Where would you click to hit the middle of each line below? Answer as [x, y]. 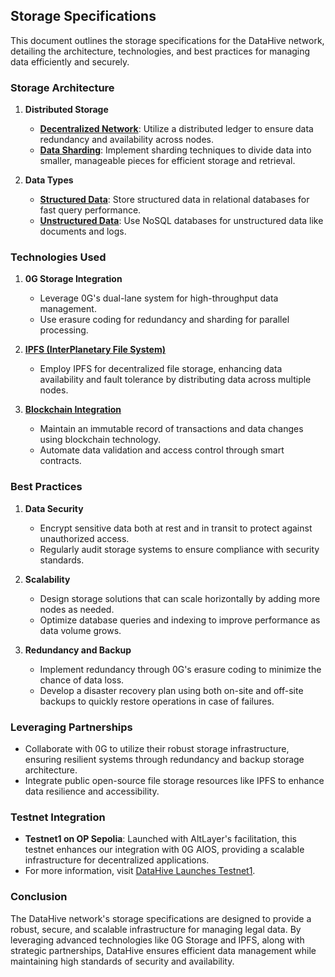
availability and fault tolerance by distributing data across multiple [175, 380]
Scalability [47, 579]
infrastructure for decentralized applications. [117, 860]
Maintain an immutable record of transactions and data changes [171, 429]
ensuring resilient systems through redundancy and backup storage [164, 759]
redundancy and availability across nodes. [126, 140]
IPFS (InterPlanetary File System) [95, 350]
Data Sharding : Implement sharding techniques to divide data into [175, 150]
